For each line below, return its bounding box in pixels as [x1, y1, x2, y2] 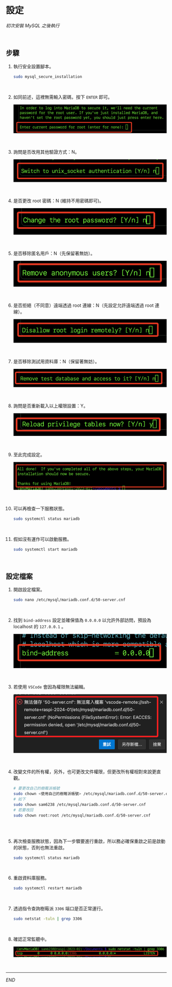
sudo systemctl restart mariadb [13, 886, 82, 891]
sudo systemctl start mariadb [13, 547, 78, 552]
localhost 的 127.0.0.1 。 [13, 624, 66, 630]
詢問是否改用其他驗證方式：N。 [13, 149, 80, 155]
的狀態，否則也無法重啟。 [13, 844, 67, 850]
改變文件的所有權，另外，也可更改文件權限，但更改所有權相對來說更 [13, 769, 157, 775]
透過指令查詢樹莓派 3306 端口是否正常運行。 [13, 905, 106, 911]
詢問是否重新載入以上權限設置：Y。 [13, 403, 88, 409]
